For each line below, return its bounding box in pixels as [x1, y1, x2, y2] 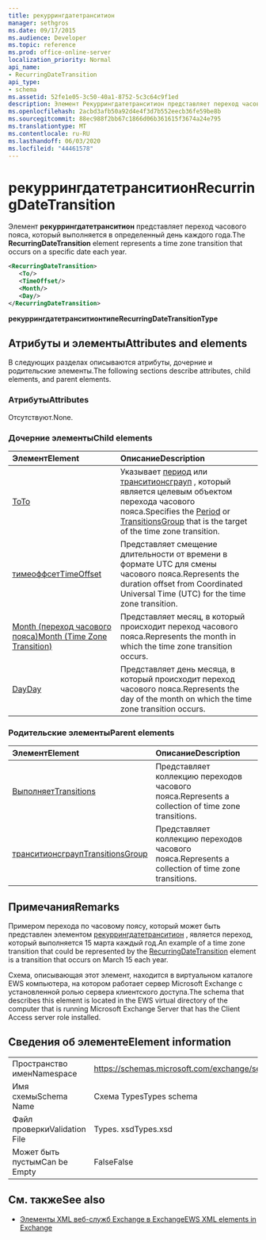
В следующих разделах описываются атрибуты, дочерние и [8, 358, 213, 368]
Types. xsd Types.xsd [93, 1123, 173, 1134]
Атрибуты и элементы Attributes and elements [8, 337, 248, 350]
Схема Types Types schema [93, 1091, 198, 1102]
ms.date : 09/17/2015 [8, 26, 77, 34]
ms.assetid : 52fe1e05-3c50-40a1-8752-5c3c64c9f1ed [8, 93, 179, 101]
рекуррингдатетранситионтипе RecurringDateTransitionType [8, 314, 218, 323]
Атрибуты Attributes [8, 395, 89, 406]
